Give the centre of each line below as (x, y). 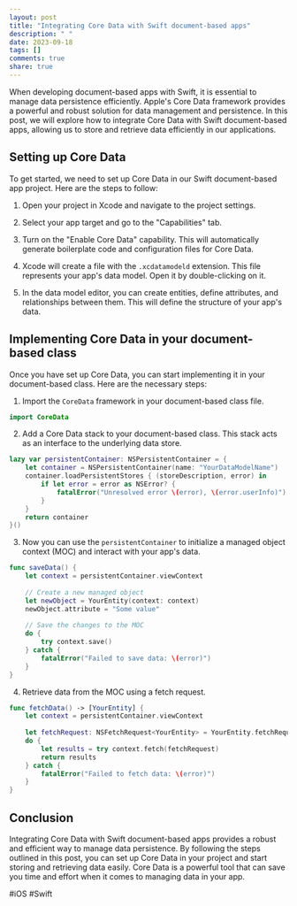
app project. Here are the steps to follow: (84, 188)
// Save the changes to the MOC (84, 626)
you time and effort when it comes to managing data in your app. (127, 876)
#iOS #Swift (31, 894)
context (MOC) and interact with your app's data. (111, 552)
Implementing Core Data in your (99, 339)
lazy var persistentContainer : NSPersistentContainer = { (118, 460)
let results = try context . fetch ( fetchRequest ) (130, 749)
